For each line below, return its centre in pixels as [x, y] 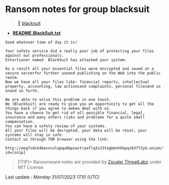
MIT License [30, 167]
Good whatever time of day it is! [41, 42]
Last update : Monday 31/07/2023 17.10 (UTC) [52, 177]
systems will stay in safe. [35, 135]
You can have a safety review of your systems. [56, 126]
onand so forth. [22, 91]
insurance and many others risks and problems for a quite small [75, 117]
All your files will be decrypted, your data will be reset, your [76, 130]
